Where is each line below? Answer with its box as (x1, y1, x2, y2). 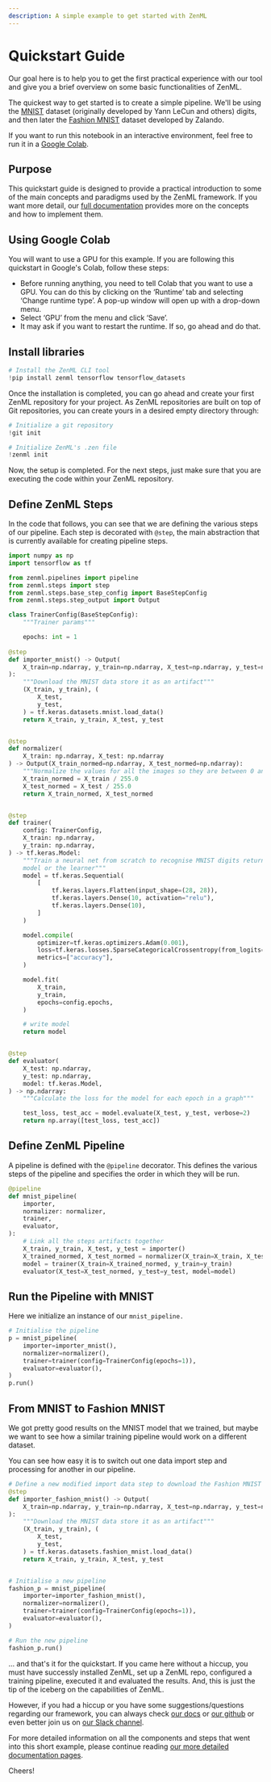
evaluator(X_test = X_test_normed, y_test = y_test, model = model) (23, 1267, 236, 1276)
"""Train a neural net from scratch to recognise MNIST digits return (23, 856, 265, 864)
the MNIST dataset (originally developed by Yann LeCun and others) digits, (8, 106, 257, 116)
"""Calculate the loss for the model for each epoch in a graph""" (23, 1095, 254, 1103)
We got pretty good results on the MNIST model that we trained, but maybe (8, 1423, 259, 1432)
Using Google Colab (8, 233, 110, 246)
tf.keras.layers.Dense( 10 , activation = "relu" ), (51, 894, 215, 902)
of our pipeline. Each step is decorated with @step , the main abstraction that (8, 527, 260, 537)
